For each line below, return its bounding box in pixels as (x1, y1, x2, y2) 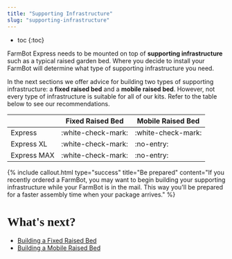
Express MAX (10, 150, 55, 160)
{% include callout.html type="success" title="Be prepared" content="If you (7, 168, 225, 176)
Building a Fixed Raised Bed (17, 237, 97, 245)
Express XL (10, 139, 48, 149)
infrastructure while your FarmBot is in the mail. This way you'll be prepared (7, 183, 224, 191)
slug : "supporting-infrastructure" (7, 17, 110, 24)
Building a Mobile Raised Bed (17, 244, 101, 252)
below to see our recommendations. (7, 99, 111, 108)
